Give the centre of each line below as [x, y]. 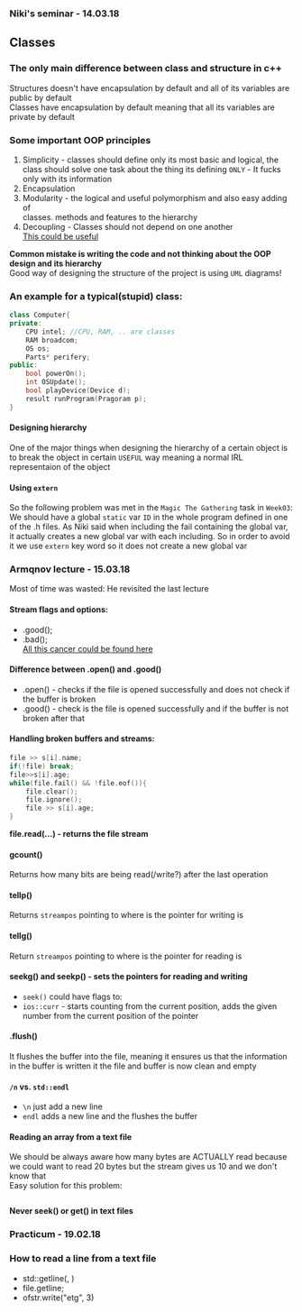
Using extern [34, 487]
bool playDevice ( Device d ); [78, 390]
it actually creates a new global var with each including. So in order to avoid [150, 537]
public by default [41, 97]
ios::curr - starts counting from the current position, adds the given [150, 1006]
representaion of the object [60, 466]
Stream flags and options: [59, 610]
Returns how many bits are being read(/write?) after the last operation [139, 875]
